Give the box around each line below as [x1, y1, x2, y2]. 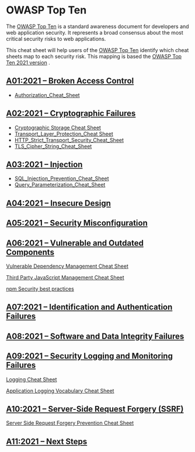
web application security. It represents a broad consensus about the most [6, 29, 183, 36]
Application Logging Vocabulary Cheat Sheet [6, 387, 114, 394]
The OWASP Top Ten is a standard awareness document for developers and [6, 23, 189, 30]
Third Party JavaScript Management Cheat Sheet [6, 274, 124, 281]
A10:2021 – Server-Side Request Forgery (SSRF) [6, 404, 184, 414]
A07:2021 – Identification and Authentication [6, 302, 173, 312]
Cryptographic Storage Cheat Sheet [14, 124, 101, 131]
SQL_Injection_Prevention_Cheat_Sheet [14, 175, 109, 182]
